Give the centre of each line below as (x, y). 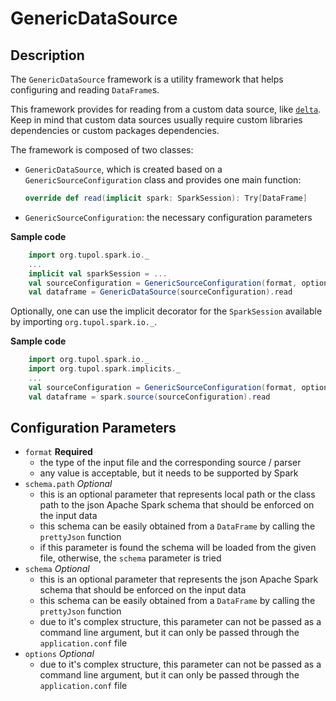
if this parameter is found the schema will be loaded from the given (178, 548)
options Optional (59, 654)
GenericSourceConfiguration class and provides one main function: (163, 180)
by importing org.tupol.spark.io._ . (84, 322)
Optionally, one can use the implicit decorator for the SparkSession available (166, 311)
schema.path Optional (68, 484)
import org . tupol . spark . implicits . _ (105, 369)
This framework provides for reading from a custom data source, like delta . (166, 109)
